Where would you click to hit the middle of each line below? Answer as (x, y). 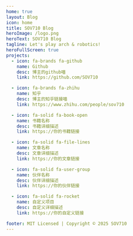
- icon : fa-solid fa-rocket (46, 196)
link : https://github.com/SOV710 (57, 77)
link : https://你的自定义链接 (50, 213)
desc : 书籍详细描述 (37, 126)
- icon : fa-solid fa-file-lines (51, 142)
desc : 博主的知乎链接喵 (42, 99)
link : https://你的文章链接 (48, 159)
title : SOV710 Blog (30, 28)
